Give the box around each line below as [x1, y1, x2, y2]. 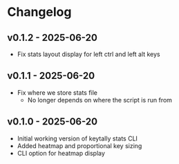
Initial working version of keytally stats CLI [17, 134, 138, 143]
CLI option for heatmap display [17, 149, 106, 157]
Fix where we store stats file [17, 88, 98, 97]
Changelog [7, 4, 72, 20]
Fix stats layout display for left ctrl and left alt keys [17, 50, 160, 58]
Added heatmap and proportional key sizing [17, 141, 142, 149]
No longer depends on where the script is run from [27, 95, 173, 104]
